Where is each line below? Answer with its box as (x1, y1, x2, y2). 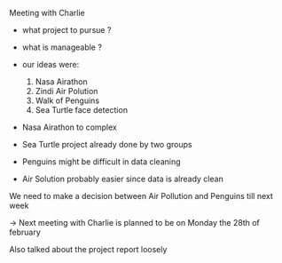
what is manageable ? (21, 42, 102, 52)
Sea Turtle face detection (35, 105, 129, 115)
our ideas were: (21, 60, 80, 69)
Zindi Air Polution (35, 86, 98, 96)
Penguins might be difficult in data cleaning (21, 156, 181, 167)
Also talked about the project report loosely (9, 244, 168, 254)
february (9, 227, 42, 237)
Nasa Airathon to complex (21, 122, 117, 132)
